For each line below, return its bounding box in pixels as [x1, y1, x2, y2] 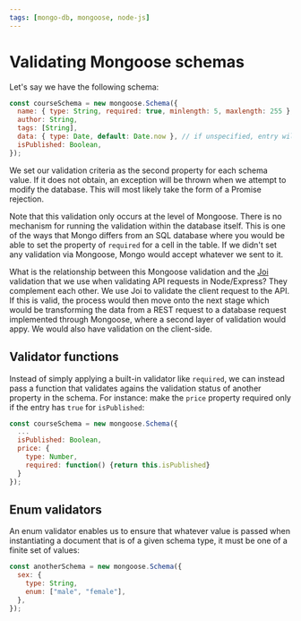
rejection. [9, 194, 45, 204]
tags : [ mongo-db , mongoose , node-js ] [9, 13, 150, 22]
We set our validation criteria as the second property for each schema [9, 165, 269, 176]
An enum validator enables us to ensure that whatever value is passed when [9, 526, 291, 537]
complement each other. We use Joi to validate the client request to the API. [9, 285, 289, 296]
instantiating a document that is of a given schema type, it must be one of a [9, 535, 288, 547]
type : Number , [25, 453, 78, 461]
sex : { [17, 571, 42, 580]
